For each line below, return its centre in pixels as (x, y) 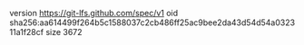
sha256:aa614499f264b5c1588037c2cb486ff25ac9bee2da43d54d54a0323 (152, 22)
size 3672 (64, 32)
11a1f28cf (26, 32)
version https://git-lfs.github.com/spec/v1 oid (94, 13)
